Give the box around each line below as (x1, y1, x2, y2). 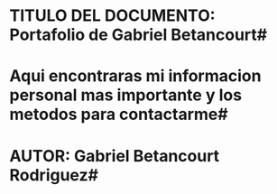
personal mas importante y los (9, 85, 242, 106)
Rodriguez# (9, 164, 99, 185)
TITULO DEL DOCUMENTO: (9, 5, 216, 26)
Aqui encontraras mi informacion (9, 66, 262, 87)
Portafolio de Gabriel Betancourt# (9, 24, 268, 45)
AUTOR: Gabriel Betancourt (9, 145, 220, 166)
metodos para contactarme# (9, 105, 228, 125)
